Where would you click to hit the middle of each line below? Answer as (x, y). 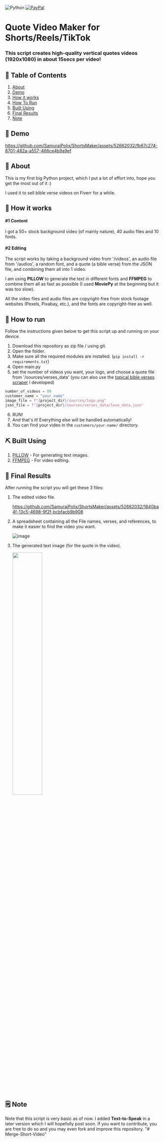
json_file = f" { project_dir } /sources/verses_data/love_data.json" (74, 405)
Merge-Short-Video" (26, 1134)
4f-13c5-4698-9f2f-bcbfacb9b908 (48, 512)
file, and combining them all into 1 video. (46, 269)
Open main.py (26, 367)
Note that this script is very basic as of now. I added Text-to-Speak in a (78, 1118)
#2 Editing (16, 248)
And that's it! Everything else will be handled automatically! (72, 420)
